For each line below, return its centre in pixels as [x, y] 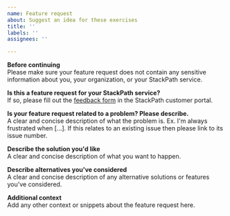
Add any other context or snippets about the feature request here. [101, 205]
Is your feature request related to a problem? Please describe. [98, 114]
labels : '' [23, 33]
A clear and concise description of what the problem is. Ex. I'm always [107, 121]
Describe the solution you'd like [54, 149]
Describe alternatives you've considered [67, 170]
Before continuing [34, 65]
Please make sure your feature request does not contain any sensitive [107, 72]
